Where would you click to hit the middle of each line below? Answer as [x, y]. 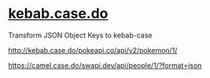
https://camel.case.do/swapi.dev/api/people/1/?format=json [105, 65]
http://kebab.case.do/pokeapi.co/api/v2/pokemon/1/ [93, 50]
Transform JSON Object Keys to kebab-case [80, 35]
